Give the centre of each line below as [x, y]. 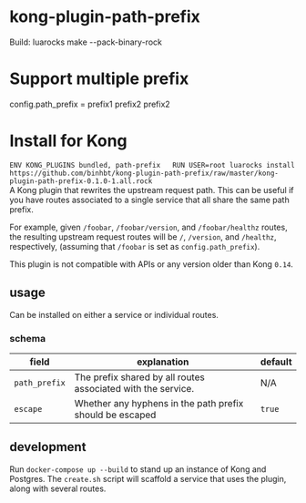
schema [28, 338]
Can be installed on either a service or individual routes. [114, 314]
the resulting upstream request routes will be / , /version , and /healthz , [143, 236]
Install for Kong [68, 141]
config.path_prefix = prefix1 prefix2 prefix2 [90, 104]
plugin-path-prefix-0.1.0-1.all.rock [81, 181]
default [276, 362]
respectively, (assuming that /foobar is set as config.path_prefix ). [135, 246]
